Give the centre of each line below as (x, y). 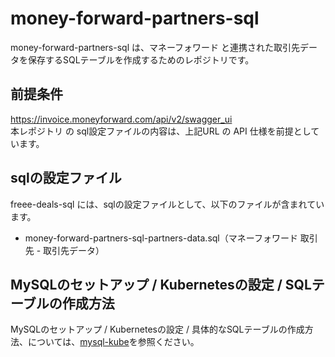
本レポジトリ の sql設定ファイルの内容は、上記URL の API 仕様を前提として (165, 131)
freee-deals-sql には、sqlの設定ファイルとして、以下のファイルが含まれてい (167, 204)
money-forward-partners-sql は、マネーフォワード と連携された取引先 (155, 47)
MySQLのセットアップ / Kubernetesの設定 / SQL (161, 284)
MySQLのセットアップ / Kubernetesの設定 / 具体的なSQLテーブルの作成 (157, 329)
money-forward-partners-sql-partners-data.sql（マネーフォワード (161, 238)
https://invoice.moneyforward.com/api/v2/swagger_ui (121, 119)
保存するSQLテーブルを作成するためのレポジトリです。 (141, 59)
